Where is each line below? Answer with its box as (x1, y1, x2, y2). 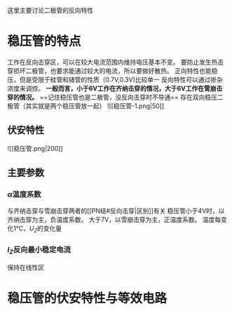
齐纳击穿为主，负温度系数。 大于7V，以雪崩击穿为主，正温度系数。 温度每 (7, 216, 221, 224)
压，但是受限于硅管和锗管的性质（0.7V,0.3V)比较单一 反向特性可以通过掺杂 (7, 75, 223, 84)
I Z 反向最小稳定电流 (7, 245, 71, 256)
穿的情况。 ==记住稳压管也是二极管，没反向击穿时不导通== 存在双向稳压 (7, 93, 217, 101)
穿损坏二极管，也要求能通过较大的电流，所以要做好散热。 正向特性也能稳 (7, 66, 218, 75)
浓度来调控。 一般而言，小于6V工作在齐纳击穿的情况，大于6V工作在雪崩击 (7, 84, 223, 93)
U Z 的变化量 (29, 224, 62, 234)
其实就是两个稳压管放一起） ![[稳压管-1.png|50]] (25, 101, 165, 110)
